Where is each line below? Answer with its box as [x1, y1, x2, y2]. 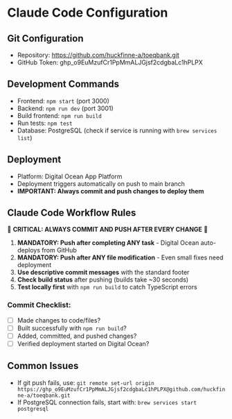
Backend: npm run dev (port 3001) [17, 104, 114, 112]
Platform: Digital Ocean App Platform [17, 172, 123, 180]
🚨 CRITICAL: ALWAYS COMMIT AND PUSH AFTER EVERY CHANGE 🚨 [7, 225, 208, 234]
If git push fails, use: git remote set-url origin [17, 378, 154, 386]
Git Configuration [7, 33, 84, 44]
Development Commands [7, 78, 120, 90]
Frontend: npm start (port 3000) [17, 96, 109, 105]
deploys [17, 246, 40, 255]
